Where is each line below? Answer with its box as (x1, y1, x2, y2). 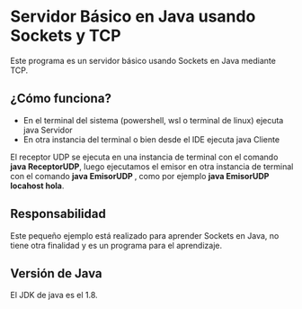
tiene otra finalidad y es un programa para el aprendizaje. (10, 240, 223, 250)
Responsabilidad (10, 206, 106, 222)
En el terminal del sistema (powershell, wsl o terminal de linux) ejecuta (22, 114, 284, 125)
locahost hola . (10, 180, 65, 191)
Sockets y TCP (10, 25, 121, 46)
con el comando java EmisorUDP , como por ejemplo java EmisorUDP (10, 170, 270, 181)
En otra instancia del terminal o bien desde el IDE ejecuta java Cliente (22, 133, 280, 145)
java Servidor (22, 124, 73, 135)
